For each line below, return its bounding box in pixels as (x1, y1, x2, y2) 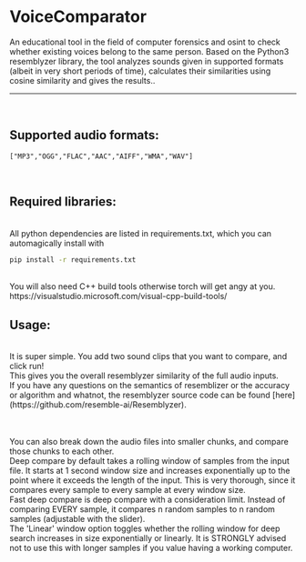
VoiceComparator (9, 6, 148, 27)
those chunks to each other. (9, 446, 115, 457)
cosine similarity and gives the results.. (9, 75, 156, 85)
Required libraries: (9, 194, 117, 210)
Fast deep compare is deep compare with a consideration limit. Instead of (9, 494, 286, 506)
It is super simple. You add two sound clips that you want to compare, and (9, 351, 288, 362)
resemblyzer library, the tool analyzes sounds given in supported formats (9, 55, 284, 66)
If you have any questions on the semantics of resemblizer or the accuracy (9, 380, 290, 391)
